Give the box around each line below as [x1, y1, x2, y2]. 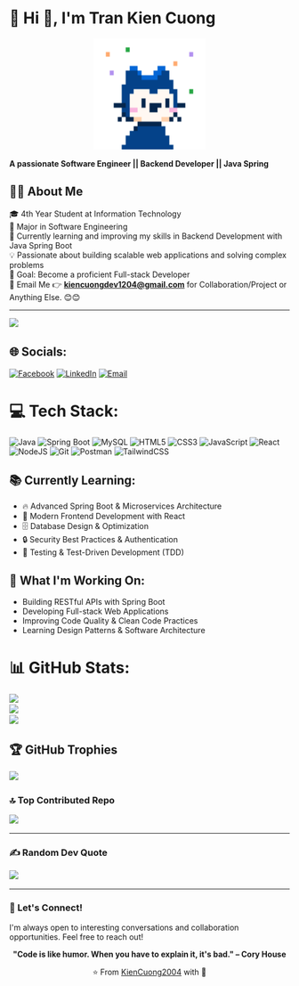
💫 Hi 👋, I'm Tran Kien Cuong [9, 8, 216, 29]
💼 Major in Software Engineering [9, 221, 128, 232]
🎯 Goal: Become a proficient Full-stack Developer [9, 269, 190, 280]
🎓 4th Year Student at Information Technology [9, 208, 182, 219]
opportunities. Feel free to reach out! [9, 931, 144, 942]
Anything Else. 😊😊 [9, 291, 81, 302]
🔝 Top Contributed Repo [9, 794, 116, 806]
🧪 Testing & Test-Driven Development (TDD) [21, 547, 185, 558]
